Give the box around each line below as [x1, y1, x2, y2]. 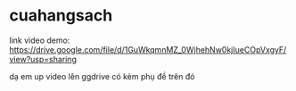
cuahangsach [9, 5, 113, 26]
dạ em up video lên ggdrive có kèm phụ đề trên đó [9, 70, 195, 81]
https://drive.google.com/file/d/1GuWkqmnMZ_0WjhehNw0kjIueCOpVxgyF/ [9, 44, 287, 54]
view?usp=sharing [9, 54, 78, 64]
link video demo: [9, 35, 70, 45]
